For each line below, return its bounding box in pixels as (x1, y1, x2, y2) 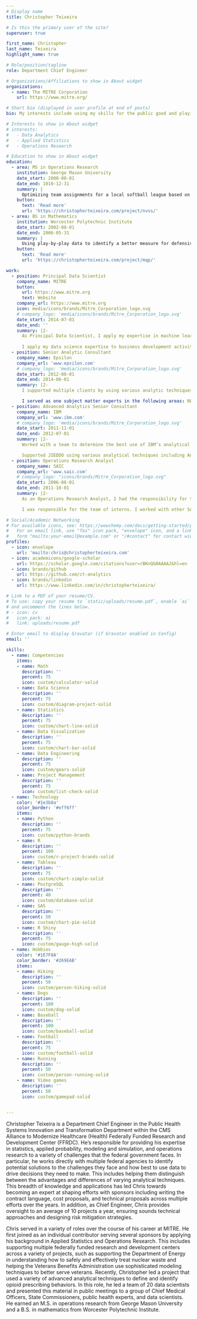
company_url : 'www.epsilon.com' (16, 360, 96, 366)
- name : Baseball (16, 1012, 59, 1018)
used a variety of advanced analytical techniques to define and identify (6, 1274, 178, 1281)
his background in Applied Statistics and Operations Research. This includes (6, 1238, 191, 1245)
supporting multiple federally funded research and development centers (6, 1243, 181, 1250)
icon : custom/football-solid (21, 1050, 93, 1056)
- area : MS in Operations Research (11, 165, 98, 171)
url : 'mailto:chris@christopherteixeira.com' (16, 549, 130, 556)
